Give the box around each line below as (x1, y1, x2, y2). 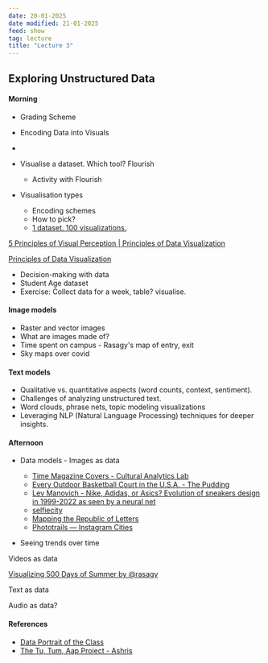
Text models (8, 367, 51, 377)
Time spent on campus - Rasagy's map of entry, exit (19, 340, 195, 350)
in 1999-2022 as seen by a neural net (31, 497, 156, 507)
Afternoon (8, 437, 44, 447)
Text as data (8, 585, 50, 595)
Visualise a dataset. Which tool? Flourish (19, 159, 155, 168)
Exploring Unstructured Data (8, 72, 155, 85)
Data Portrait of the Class (19, 637, 105, 647)
